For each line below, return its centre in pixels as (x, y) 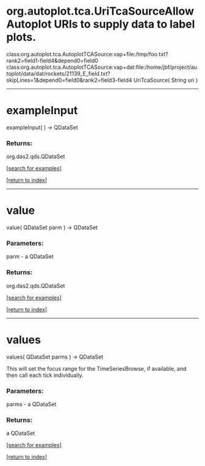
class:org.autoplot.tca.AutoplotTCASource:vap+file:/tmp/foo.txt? (87, 54)
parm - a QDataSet (30, 257)
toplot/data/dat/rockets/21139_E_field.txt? (58, 73)
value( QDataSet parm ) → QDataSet (52, 228)
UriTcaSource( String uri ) (166, 80)
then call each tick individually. (45, 375)
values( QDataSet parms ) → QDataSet (55, 357)
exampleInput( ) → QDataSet (42, 127)
